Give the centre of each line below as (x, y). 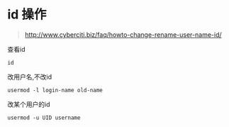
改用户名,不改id (29, 77)
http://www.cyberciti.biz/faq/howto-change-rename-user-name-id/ (123, 34)
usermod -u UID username (44, 118)
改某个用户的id (29, 104)
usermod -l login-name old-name (55, 90)
